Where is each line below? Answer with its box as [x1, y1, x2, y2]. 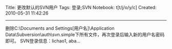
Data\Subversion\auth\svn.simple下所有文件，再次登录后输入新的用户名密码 [5, 32, 165, 37]
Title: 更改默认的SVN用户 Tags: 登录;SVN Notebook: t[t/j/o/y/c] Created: [5, 5, 157, 10]
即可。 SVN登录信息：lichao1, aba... [5, 38, 81, 44]
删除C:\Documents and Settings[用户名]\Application [5, 25, 115, 31]
